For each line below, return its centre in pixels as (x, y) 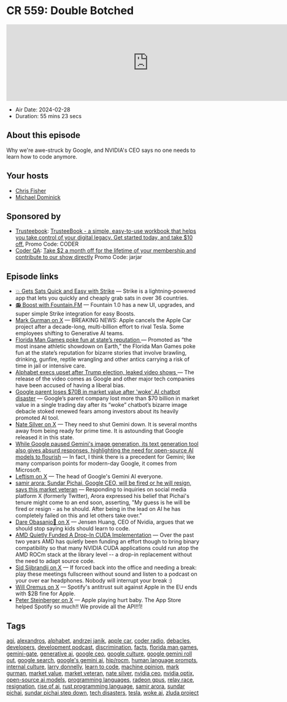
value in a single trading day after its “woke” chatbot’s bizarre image (101, 405)
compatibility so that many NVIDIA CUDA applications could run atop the (107, 548)
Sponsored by (34, 216)
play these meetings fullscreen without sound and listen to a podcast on (106, 574)
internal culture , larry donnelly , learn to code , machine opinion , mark (93, 666)
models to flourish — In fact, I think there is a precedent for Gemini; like (105, 457)
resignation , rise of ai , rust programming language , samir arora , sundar (96, 686)
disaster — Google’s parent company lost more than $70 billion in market (107, 398)
